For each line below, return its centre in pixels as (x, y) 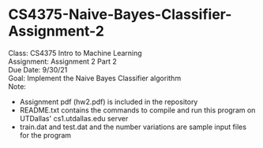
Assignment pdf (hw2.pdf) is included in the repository (109, 102)
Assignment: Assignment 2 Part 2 (62, 61)
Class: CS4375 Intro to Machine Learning (75, 53)
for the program (45, 135)
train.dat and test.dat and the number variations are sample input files (133, 127)
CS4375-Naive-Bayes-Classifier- (120, 15)
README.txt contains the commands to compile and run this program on (137, 110)
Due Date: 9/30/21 (38, 69)
